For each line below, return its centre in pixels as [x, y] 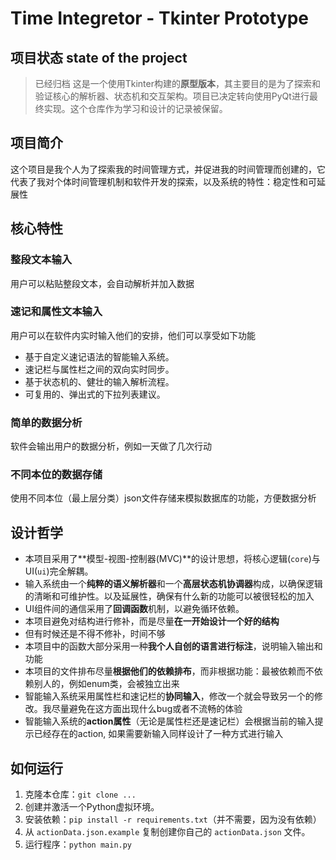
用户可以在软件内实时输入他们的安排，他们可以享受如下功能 [133, 335]
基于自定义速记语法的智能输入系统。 [99, 356]
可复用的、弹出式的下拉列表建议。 [95, 394]
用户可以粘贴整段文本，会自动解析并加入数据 [102, 283]
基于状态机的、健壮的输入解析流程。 [99, 381]
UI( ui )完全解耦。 [59, 571]
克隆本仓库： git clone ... [80, 794]
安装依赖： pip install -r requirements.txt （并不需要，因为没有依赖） [173, 819]
